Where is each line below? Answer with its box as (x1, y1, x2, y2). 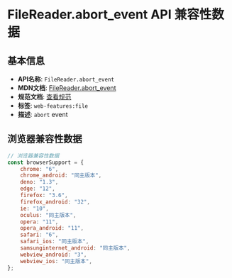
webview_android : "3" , (20, 251, 87, 258)
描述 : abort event (17, 111, 69, 118)
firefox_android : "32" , (20, 198, 91, 206)
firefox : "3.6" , (20, 192, 69, 199)
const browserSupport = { (7, 159, 84, 166)
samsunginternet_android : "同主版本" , (20, 245, 131, 252)
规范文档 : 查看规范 (17, 93, 72, 101)
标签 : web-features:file (17, 101, 89, 110)
